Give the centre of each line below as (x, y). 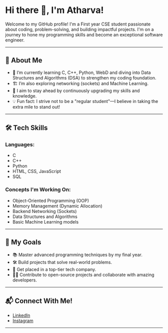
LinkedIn (21, 315)
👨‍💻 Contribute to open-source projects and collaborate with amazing (83, 274)
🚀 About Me (24, 60)
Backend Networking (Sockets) (44, 211)
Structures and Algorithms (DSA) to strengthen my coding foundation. (84, 77)
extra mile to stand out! (36, 106)
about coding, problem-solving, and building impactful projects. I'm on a (79, 29)
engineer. (15, 40)
